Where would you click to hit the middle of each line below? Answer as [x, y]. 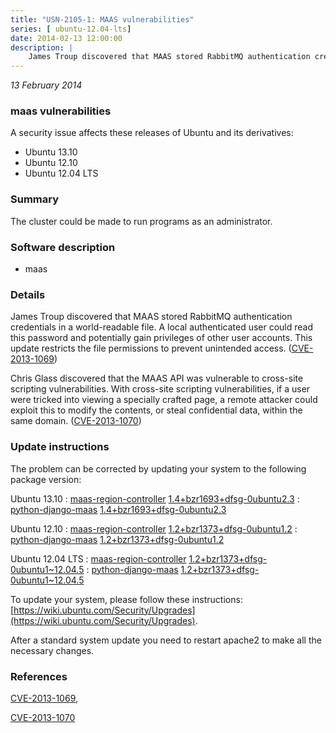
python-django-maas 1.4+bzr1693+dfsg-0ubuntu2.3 [118, 509]
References [39, 676]
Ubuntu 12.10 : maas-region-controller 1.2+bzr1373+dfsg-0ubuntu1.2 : [154, 528]
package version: [46, 479]
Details [28, 294]
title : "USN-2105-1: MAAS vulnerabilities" [102, 19]
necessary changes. [52, 650]
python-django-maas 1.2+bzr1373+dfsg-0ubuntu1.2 [117, 539]
